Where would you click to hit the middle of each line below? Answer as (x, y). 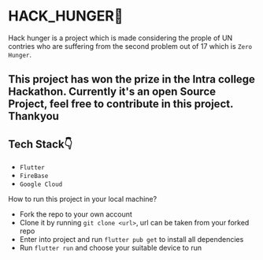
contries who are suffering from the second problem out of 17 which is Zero (130, 46)
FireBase (34, 176)
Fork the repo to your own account (76, 214)
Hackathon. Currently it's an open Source (112, 92)
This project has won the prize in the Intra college (132, 79)
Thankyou (33, 116)
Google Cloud (41, 184)
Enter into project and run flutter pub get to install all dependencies (131, 240)
